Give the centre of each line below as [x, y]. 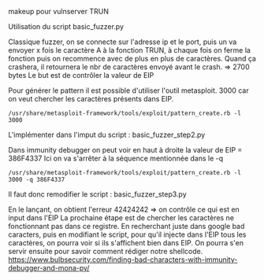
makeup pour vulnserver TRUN [58, 11]
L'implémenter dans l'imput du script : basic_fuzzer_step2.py [107, 134]
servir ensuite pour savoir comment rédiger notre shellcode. [106, 251]
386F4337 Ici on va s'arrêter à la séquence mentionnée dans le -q [116, 158]
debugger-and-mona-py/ [49, 268]
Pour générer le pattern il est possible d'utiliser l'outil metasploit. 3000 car [129, 90]
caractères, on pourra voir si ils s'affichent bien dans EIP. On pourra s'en [126, 243]
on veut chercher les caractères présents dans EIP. [91, 99]
